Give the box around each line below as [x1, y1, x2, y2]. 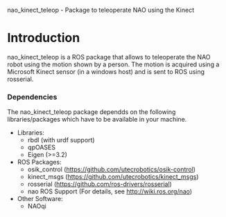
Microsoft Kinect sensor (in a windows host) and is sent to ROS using [7, 67, 205, 75]
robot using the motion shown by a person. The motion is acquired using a [7, 60, 220, 68]
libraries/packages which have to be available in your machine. [7, 115, 187, 124]
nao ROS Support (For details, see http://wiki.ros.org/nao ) [27, 187, 193, 196]
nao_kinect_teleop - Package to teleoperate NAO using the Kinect [7, 6, 195, 14]
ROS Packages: [17, 158, 62, 167]
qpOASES [27, 143, 56, 151]
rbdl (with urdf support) [27, 136, 95, 144]
